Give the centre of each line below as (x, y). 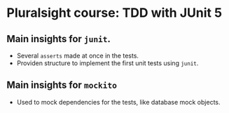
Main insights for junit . (59, 39)
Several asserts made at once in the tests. (78, 55)
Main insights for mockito (62, 85)
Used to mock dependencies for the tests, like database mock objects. (118, 102)
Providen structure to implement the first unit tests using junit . (107, 63)
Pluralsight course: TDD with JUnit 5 (114, 13)
